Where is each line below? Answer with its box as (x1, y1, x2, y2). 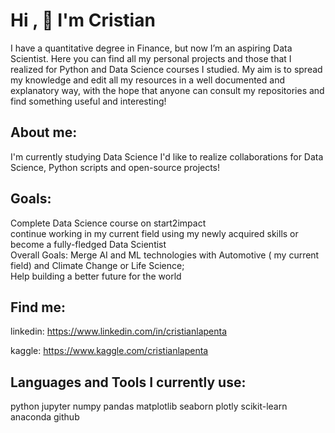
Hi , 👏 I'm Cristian (10, 9, 156, 32)
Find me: (10, 299, 66, 316)
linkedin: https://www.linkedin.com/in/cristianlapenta (10, 325, 228, 338)
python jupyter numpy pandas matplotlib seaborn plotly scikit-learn (10, 400, 288, 413)
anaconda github (10, 411, 80, 423)
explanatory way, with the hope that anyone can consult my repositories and (10, 84, 325, 96)
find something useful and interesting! (10, 95, 167, 107)
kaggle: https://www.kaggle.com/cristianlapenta (10, 345, 209, 357)
